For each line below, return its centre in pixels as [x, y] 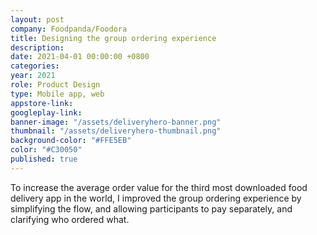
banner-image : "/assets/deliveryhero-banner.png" [116, 122]
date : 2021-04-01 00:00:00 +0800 [80, 57]
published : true [44, 159]
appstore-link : [42, 103]
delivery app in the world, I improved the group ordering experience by [156, 198]
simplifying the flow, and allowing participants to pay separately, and [151, 208]
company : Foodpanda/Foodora [69, 29]
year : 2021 [33, 76]
